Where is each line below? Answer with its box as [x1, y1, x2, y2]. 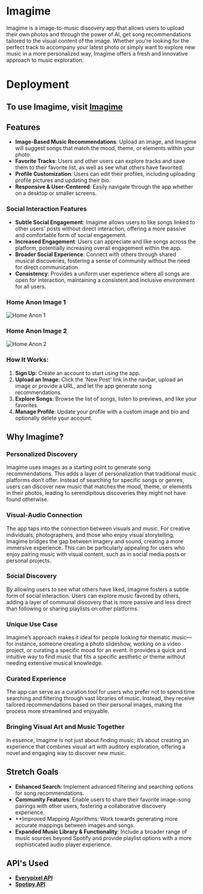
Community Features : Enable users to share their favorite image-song [14, 795, 191, 803]
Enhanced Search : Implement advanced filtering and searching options [14, 783, 193, 790]
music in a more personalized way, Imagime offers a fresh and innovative [6, 50, 188, 57]
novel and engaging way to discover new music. [6, 749, 126, 757]
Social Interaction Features [6, 204, 87, 213]
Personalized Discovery [6, 449, 78, 458]
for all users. [14, 282, 47, 290]
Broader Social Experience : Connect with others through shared [14, 250, 176, 258]
